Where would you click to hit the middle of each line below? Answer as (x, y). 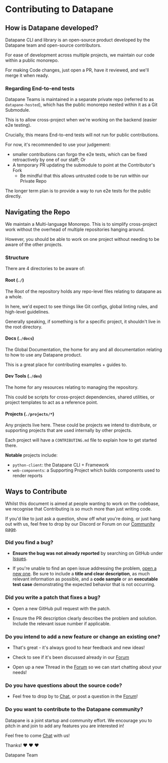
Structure (17, 258)
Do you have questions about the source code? (64, 685)
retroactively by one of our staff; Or (49, 160)
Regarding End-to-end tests (40, 88)
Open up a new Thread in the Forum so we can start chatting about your (87, 667)
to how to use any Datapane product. (43, 355)
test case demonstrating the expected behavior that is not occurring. (84, 584)
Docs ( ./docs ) (20, 338)
